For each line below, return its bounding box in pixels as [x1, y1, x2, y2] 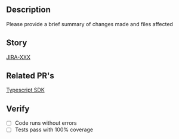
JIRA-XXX [6, 53, 31, 61]
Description [6, 5, 51, 15]
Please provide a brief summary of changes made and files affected [6, 20, 173, 27]
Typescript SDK [6, 86, 45, 94]
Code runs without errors [14, 119, 77, 127]
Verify [6, 103, 30, 113]
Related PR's [6, 71, 55, 81]
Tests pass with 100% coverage [14, 126, 94, 133]
